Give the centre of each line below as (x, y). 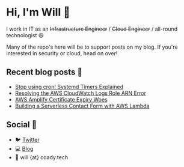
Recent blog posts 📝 (44, 72)
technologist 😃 (25, 35)
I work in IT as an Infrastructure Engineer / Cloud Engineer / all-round (92, 29)
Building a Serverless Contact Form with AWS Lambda (82, 106)
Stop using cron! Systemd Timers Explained (69, 87)
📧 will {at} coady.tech (41, 157)
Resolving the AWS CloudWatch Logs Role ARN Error (80, 93)
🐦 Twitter (27, 139)
